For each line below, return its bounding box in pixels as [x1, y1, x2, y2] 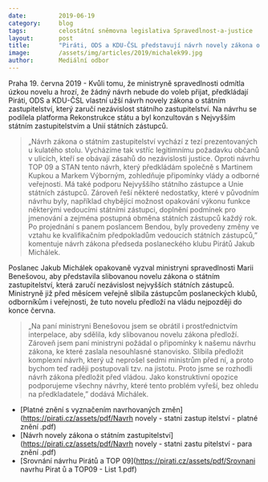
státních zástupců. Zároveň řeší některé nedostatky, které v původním [27, 188, 259, 197]
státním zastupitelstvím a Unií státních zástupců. [8, 121, 169, 131]
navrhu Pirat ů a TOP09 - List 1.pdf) [19, 464, 138, 474]
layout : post [8, 34, 74, 43]
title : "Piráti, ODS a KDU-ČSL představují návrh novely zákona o [8, 42, 261, 50]
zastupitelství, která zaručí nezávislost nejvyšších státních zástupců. [8, 280, 235, 290]
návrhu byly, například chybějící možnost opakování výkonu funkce [27, 196, 251, 205]
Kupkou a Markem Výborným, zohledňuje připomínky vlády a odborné [27, 170, 260, 180]
